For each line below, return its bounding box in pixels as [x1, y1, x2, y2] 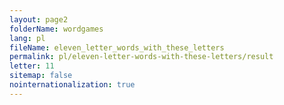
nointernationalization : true [9, 80, 136, 90]
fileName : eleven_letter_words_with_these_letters [9, 42, 225, 53]
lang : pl [9, 33, 46, 43]
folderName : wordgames [9, 24, 104, 34]
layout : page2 [9, 14, 69, 25]
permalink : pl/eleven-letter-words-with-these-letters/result [9, 52, 274, 62]
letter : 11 [9, 61, 55, 71]
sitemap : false [9, 71, 73, 81]
